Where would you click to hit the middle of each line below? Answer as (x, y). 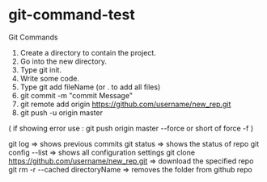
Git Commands (33, 37)
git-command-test (72, 15)
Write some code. (49, 78)
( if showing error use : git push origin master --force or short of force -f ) (131, 128)
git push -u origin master (61, 112)
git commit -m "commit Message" (76, 95)
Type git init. (41, 69)
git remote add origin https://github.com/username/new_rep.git (125, 104)
